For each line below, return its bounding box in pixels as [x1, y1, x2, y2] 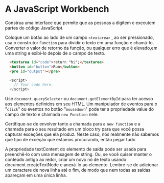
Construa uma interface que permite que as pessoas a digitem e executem [5, 20, 156, 26]
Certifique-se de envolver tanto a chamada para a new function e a [5, 121, 141, 127]
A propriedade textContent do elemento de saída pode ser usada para [5, 146, 147, 152]
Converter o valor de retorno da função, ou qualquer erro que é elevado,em [5, 45, 158, 51]
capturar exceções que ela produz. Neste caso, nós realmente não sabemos [5, 131, 159, 137]
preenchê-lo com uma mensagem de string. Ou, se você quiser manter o [5, 152, 152, 157]
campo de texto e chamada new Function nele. [5, 112, 99, 118]
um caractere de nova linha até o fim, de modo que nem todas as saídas [5, 167, 151, 173]
